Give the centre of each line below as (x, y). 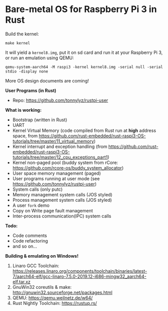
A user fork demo (31, 205)
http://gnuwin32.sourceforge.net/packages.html (62, 292)
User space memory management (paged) (57, 173)
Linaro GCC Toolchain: (36, 266)
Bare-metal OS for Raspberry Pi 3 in (81, 9)
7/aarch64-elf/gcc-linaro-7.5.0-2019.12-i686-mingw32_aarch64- (79, 276)
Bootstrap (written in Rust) (40, 120)
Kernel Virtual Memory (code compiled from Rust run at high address (84, 130)
